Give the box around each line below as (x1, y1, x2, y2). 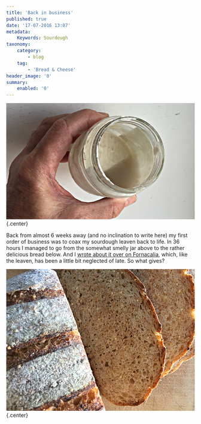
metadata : (6, 29, 31, 35)
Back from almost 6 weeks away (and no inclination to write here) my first (6, 231, 188, 239)
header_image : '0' (6, 73, 52, 79)
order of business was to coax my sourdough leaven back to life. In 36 (6, 237, 180, 245)
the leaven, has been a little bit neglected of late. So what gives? (6, 257, 165, 264)
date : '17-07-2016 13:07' (6, 22, 71, 28)
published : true (6, 16, 47, 22)
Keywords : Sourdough (17, 35, 68, 41)
